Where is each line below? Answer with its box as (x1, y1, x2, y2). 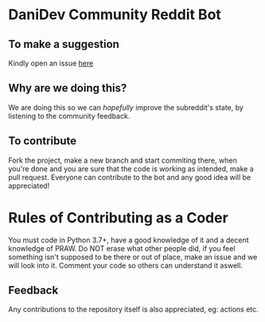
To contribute (8, 134, 77, 148)
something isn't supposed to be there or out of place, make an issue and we (8, 252, 258, 261)
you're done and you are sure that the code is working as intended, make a (8, 163, 254, 173)
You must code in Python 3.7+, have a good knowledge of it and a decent (8, 235, 249, 245)
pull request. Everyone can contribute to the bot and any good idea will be (8, 172, 251, 182)
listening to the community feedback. (8, 111, 131, 120)
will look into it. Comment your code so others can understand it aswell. (8, 261, 243, 270)
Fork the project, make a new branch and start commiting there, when (8, 155, 237, 165)
